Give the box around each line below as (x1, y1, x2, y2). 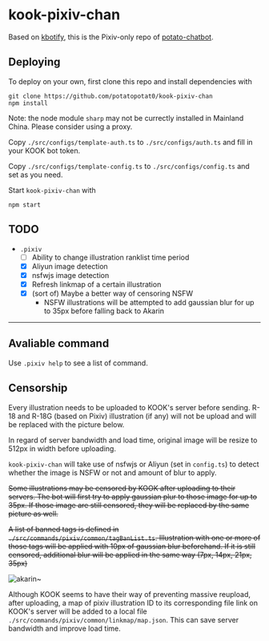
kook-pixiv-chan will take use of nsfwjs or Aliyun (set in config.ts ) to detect (8, 459, 259, 469)
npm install (8, 99, 48, 107)
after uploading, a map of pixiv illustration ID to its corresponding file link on (8, 598, 259, 607)
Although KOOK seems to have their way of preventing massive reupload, (8, 589, 251, 599)
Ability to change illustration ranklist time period (31, 252, 190, 262)
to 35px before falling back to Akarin (43, 306, 165, 316)
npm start (8, 200, 42, 209)
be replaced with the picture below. (8, 419, 125, 429)
